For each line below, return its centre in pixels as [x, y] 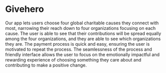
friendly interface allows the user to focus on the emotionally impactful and [82, 54]
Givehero [24, 9]
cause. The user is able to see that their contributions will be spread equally [83, 33]
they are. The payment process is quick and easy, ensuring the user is [77, 44]
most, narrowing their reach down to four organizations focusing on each [80, 28]
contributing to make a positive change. [46, 65]
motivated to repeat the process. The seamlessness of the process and [79, 49]
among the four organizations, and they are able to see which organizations [83, 39]
